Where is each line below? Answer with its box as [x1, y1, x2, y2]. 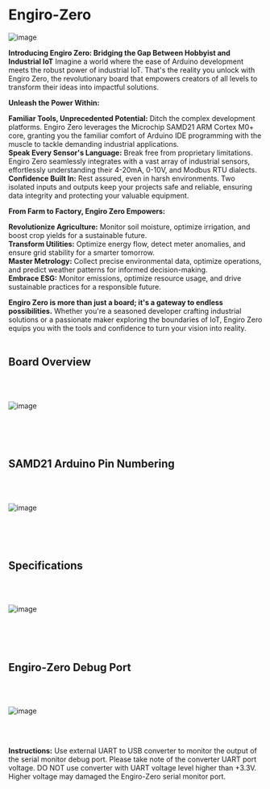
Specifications [8, 558, 83, 572]
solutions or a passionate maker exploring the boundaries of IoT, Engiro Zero [8, 315, 263, 324]
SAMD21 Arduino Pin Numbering [8, 457, 175, 471]
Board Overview [8, 355, 91, 369]
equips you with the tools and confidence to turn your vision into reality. [8, 323, 247, 332]
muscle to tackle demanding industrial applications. [8, 139, 180, 148]
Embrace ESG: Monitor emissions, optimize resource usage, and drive [8, 273, 242, 283]
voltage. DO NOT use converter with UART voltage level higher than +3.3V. [8, 763, 257, 773]
